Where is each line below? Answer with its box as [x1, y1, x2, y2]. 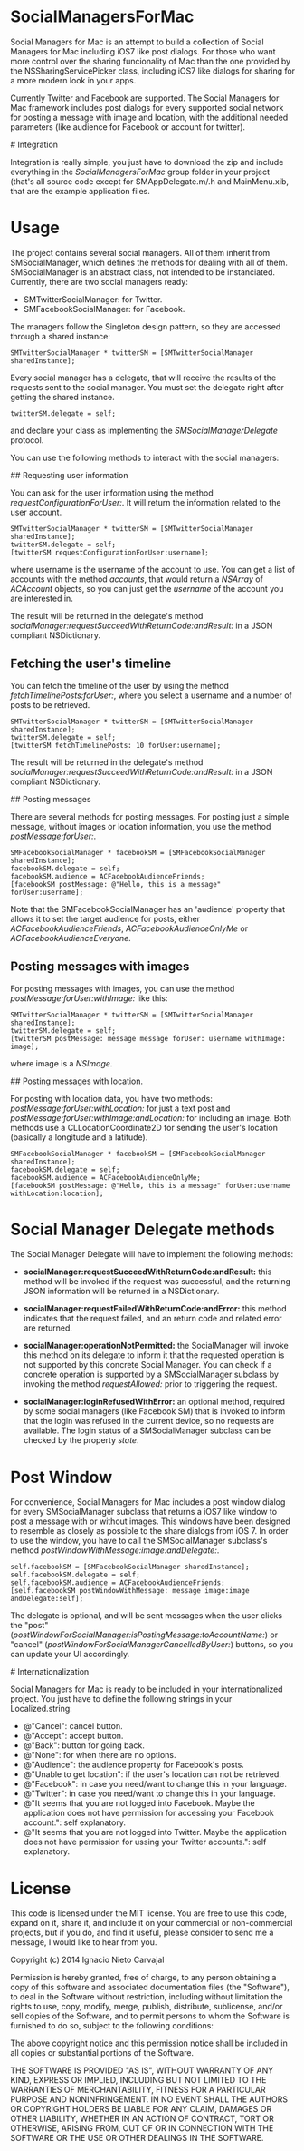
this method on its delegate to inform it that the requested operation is [23, 1350, 285, 1360]
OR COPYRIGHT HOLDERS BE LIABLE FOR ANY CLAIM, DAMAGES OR [10, 2104, 272, 2115]
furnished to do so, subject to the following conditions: [10, 2020, 214, 2031]
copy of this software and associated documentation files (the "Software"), [10, 1981, 290, 1993]
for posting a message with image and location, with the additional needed [10, 112, 289, 123]
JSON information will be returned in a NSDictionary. [23, 1286, 220, 1297]
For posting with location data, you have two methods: [10, 1093, 214, 1104]
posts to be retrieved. [10, 699, 90, 710]
